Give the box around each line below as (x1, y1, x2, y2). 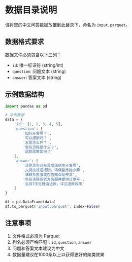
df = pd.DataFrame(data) (5, 199, 56, 205)
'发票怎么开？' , (23, 140, 52, 145)
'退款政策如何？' (23, 149, 53, 154)
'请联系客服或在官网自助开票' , (23, 172, 77, 177)
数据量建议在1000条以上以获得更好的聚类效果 (12, 251, 104, 257)
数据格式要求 (5, 37, 44, 46)
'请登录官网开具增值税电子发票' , (23, 163, 81, 168)
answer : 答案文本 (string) (12, 75, 62, 80)
